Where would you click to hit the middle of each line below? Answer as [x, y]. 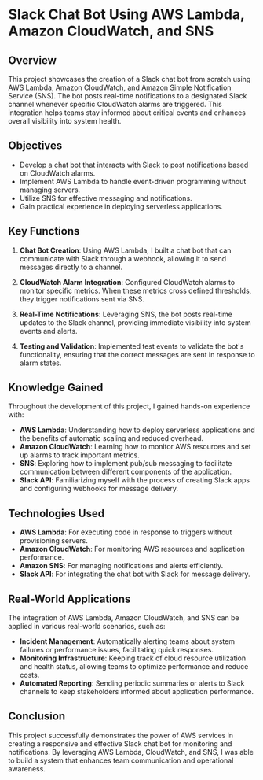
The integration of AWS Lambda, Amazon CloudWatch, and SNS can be [124, 618]
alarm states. [40, 363]
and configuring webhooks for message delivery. [99, 489]
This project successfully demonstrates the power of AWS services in [121, 735]
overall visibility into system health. [65, 121]
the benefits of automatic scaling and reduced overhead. [111, 438]
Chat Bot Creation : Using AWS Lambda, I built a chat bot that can [125, 250]
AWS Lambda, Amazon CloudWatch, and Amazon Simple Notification [120, 87]
